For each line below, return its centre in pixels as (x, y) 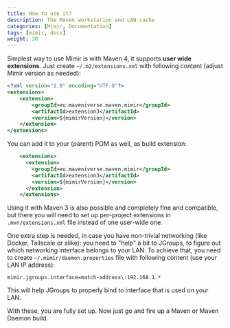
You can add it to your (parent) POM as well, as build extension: (97, 144)
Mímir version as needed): (44, 74)
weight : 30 (23, 39)
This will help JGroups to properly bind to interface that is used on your (108, 290)
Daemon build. (28, 318)
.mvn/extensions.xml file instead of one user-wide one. (85, 222)
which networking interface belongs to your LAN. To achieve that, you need (114, 250)
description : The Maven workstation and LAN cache (81, 20)
